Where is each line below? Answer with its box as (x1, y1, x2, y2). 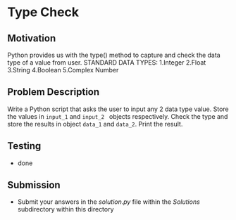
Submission (7, 179, 61, 191)
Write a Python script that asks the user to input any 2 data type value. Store (7, 105, 229, 113)
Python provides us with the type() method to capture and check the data (7, 51, 221, 59)
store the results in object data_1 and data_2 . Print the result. (7, 119, 183, 128)
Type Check (7, 4, 80, 20)
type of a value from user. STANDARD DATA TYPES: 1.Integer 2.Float (7, 58, 206, 67)
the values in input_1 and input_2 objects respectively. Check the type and (7, 112, 228, 120)
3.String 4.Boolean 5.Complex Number (7, 66, 119, 74)
